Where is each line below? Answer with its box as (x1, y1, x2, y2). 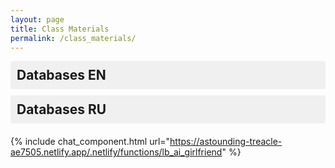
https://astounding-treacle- (169, 136, 283, 148)
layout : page (10, 14, 65, 25)
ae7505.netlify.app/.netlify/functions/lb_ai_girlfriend (10, 146, 223, 158)
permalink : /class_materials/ (10, 33, 137, 43)
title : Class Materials (10, 24, 110, 34)
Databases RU (16, 101, 107, 118)
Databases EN (16, 67, 107, 84)
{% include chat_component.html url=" (10, 136, 171, 148)
